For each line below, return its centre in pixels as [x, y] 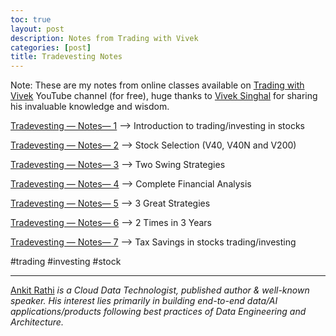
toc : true [31, 19]
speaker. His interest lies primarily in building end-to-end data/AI [144, 301]
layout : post [37, 29]
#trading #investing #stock [66, 262]
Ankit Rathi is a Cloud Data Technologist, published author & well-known [160, 290]
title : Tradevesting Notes [66, 57]
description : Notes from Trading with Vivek [104, 38]
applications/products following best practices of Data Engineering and [158, 312]
